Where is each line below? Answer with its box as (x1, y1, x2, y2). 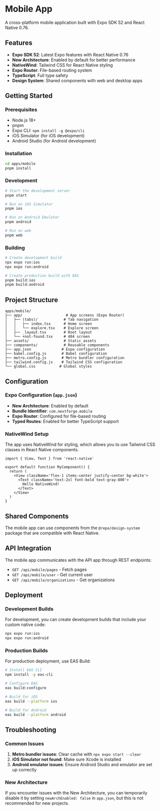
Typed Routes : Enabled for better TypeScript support (12, 418, 119, 424)
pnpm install (5, 166, 32, 171)
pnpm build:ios (5, 277, 36, 283)
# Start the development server (5, 188, 70, 193)
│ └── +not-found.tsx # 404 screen (5, 334, 90, 339)
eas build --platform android (5, 712, 66, 717)
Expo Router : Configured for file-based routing (12, 413, 106, 419)
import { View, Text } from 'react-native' (5, 456, 95, 461)
